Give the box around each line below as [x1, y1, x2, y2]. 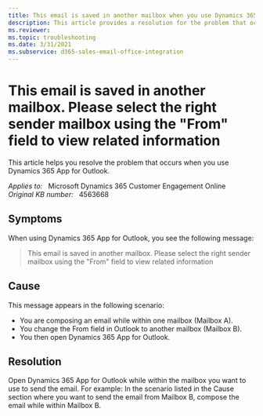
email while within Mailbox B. [8, 401, 102, 411]
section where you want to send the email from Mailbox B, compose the [8, 392, 240, 402]
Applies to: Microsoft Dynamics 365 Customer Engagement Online [8, 181, 226, 191]
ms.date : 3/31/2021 [8, 41, 72, 49]
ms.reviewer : [8, 26, 51, 34]
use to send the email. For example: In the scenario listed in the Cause [8, 384, 235, 393]
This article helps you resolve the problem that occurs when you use [8, 158, 229, 167]
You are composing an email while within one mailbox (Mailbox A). [19, 316, 233, 325]
